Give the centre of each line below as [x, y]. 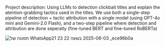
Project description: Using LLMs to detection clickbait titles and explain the [82, 7]
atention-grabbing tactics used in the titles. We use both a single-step [77, 12]
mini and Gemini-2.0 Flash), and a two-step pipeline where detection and [81, 23]
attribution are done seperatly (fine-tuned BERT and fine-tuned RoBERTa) [81, 28]
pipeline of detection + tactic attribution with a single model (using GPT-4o [82, 18]
